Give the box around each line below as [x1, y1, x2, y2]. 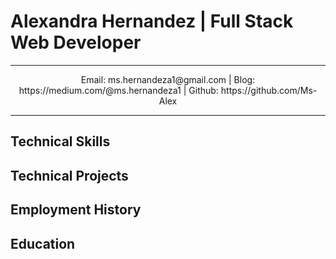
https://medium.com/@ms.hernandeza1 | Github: [18, 84, 219, 96]
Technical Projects [10, 167, 129, 184]
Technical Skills [10, 133, 111, 150]
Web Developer [10, 31, 142, 54]
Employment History [10, 201, 142, 219]
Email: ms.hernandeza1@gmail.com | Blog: [80, 73, 256, 85]
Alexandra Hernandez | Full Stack [10, 10, 294, 33]
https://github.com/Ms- [220, 84, 318, 96]
